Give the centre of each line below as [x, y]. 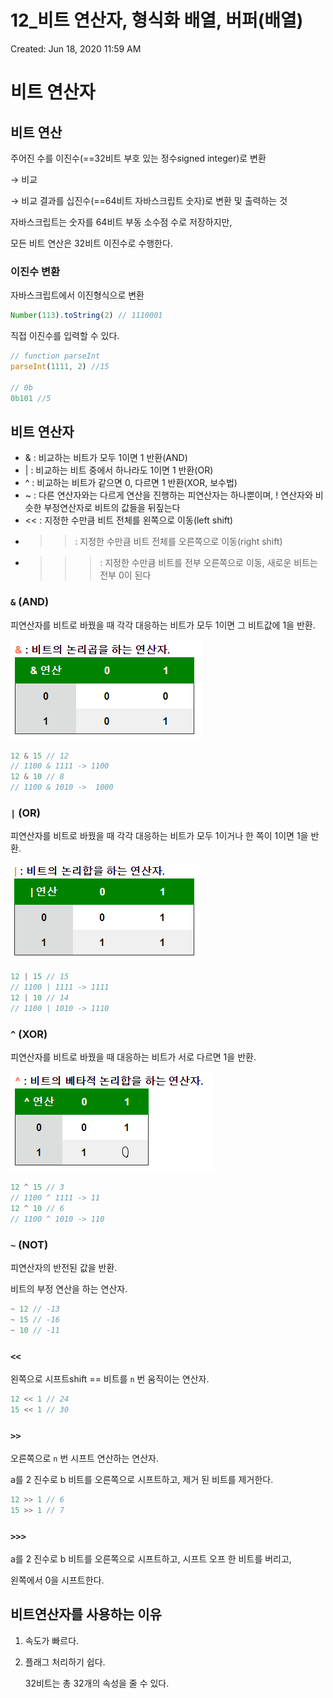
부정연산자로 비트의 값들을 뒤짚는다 [112, 508]
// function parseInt [55, 356]
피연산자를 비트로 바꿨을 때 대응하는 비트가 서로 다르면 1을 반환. [133, 1057]
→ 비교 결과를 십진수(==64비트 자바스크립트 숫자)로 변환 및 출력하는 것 [149, 200]
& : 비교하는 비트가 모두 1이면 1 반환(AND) [106, 458]
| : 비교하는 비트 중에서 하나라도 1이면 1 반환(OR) [119, 470]
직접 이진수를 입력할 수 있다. [65, 336]
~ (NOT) [29, 1244]
